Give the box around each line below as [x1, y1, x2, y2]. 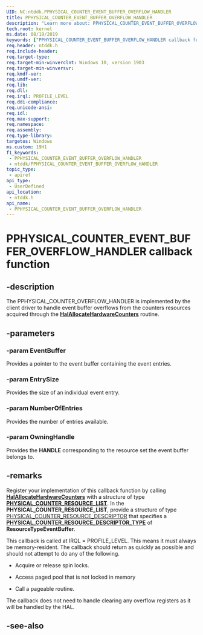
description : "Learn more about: [6, 20, 91, 26]
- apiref [8, 172, 31, 179]
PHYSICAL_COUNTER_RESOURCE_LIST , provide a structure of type [6, 506, 177, 513]
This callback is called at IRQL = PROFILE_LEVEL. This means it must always [6, 537, 196, 544]
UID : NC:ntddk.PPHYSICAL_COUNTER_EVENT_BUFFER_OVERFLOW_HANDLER [6, 8, 172, 15]
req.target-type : [6, 54, 50, 60]
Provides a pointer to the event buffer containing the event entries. [6, 360, 172, 367]
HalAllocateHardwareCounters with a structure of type [6, 493, 145, 500]
